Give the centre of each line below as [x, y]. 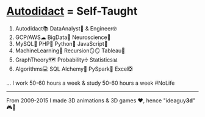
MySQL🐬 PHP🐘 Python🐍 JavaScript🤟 [61, 43]
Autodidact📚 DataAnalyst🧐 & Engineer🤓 [66, 28]
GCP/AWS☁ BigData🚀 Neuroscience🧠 [63, 37]
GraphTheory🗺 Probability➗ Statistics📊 [67, 60]
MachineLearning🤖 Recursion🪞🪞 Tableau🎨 [70, 51]
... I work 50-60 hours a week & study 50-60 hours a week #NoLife [91, 83]
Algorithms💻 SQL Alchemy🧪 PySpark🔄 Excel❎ [74, 69]
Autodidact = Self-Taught [72, 11]
